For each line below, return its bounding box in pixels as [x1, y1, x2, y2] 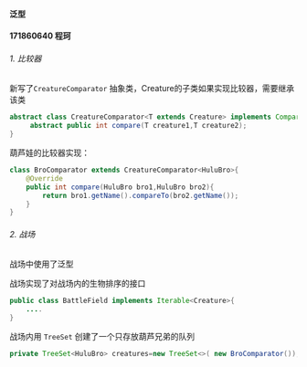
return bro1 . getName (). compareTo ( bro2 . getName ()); [42, 191, 239, 200]
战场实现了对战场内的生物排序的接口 [9, 278, 146, 289]
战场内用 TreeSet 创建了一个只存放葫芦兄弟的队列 [9, 331, 195, 342]
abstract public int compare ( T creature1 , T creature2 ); [29, 121, 248, 131]
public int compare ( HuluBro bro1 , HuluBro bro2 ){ [26, 183, 215, 192]
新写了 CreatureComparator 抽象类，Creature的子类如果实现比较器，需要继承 [9, 83, 295, 94]
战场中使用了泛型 [9, 258, 74, 269]
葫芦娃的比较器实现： [9, 147, 90, 159]
